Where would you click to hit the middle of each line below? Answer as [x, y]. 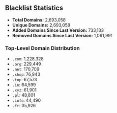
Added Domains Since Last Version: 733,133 [58, 30]
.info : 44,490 [26, 100]
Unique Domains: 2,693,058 [41, 25]
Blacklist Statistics [34, 8]
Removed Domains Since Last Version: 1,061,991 [62, 35]
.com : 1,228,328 [28, 59]
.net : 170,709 [26, 69]
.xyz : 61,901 [24, 90]
